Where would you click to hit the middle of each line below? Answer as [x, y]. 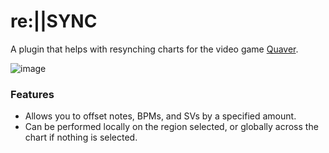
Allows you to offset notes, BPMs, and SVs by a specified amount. [160, 116]
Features [32, 94]
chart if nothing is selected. [81, 137]
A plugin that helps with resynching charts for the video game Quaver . [154, 49]
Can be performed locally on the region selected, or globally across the [171, 127]
